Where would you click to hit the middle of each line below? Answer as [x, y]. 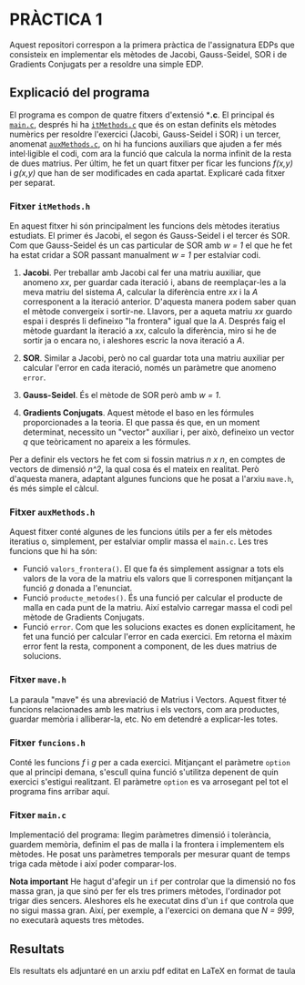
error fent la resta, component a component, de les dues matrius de [150, 646]
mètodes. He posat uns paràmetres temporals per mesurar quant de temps [150, 854]
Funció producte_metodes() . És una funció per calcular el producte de [152, 598]
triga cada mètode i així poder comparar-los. [93, 864]
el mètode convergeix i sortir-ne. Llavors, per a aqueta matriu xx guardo [158, 312]
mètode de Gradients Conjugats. [84, 617]
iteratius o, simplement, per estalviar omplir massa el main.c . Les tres [139, 541]
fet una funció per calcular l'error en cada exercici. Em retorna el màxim [157, 637]
